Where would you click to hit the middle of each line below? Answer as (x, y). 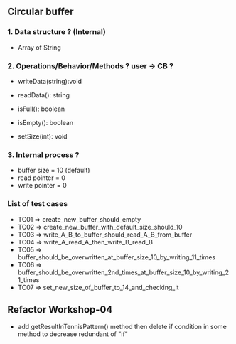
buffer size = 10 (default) (54, 171)
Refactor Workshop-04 (60, 310)
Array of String (39, 47)
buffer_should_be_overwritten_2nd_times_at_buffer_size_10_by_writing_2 (123, 272)
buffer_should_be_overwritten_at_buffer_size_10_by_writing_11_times (116, 257)
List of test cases (38, 204)
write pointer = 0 (42, 186)
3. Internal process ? (43, 154)
